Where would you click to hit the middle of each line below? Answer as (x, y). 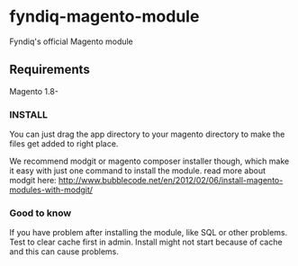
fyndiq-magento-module (104, 17)
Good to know (41, 213)
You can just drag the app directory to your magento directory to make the (147, 134)
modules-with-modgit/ (51, 190)
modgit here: (33, 181)
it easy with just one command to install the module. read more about (138, 171)
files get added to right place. (64, 144)
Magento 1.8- (34, 91)
